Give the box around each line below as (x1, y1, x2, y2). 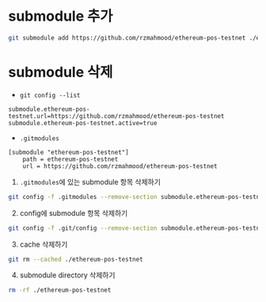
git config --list (19, 91, 81, 99)
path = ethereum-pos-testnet (22, 155, 119, 163)
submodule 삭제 (8, 63, 113, 81)
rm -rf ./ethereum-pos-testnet (8, 286, 112, 294)
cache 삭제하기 (19, 239, 68, 249)
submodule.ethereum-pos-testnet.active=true (8, 119, 158, 127)
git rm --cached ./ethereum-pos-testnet (8, 255, 144, 263)
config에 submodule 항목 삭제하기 (19, 208, 128, 218)
